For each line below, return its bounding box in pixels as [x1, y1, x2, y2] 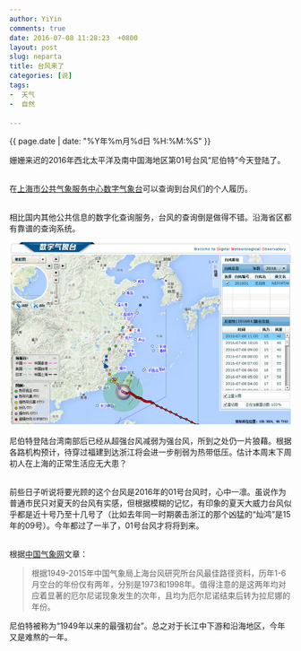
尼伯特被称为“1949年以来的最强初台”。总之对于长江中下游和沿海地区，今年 [9, 620, 286, 631]
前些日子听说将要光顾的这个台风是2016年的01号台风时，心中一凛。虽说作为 [9, 486, 287, 497]
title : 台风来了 [9, 62, 64, 71]
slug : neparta [9, 52, 63, 62]
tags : [9, 81, 30, 90]
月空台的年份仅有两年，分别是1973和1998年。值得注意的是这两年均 [30, 578, 279, 589]
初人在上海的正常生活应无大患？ [9, 457, 127, 468]
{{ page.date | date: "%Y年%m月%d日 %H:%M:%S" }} [9, 135, 211, 147]
